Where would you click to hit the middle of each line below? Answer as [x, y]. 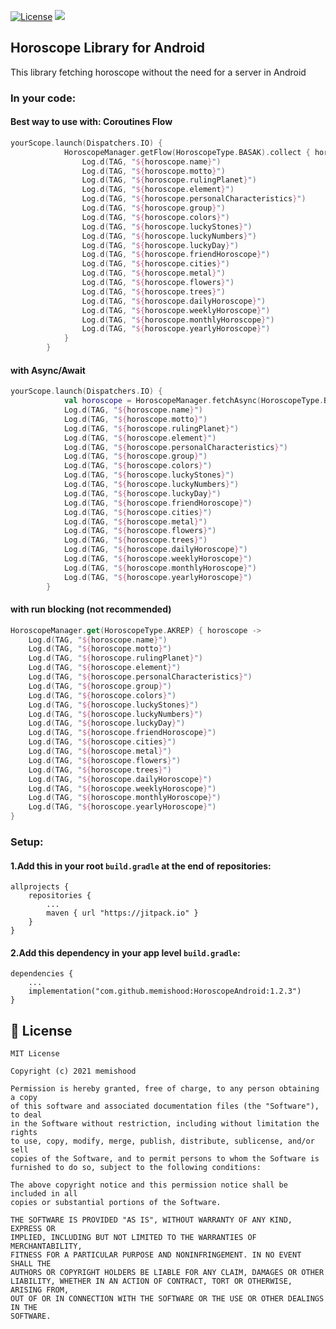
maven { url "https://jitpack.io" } [122, 913]
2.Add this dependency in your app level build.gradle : [125, 952]
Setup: [27, 842]
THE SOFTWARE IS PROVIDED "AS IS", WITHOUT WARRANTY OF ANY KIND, [151, 1220]
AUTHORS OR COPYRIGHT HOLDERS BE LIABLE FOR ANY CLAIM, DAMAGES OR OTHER [167, 1273]
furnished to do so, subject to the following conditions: [136, 1168]
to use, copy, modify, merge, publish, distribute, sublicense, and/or [162, 1141]
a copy [24, 1098]
